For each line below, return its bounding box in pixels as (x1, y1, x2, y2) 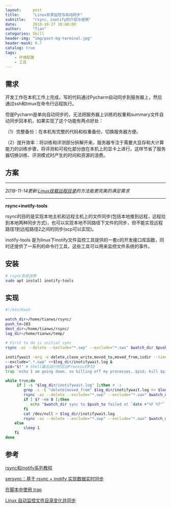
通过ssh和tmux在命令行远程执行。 (5, 100, 77, 107)
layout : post (5, 7, 42, 13)
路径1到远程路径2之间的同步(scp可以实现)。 (5, 226, 97, 232)
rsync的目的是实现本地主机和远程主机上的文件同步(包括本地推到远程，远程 (5, 213, 161, 219)
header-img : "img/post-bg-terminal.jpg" (5, 36, 93, 41)
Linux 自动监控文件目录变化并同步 (5, 497, 76, 503)
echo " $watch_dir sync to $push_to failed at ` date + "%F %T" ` (30, 402, 165, 407)
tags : (5, 50, 17, 55)
